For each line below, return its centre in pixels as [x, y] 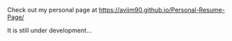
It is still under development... [49, 30]
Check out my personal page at [52, 10]
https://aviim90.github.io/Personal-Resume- [162, 10]
